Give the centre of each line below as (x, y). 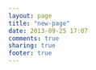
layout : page (30, 16)
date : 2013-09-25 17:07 (48, 31)
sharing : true (32, 46)
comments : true (34, 38)
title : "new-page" (39, 23)
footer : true (30, 53)
